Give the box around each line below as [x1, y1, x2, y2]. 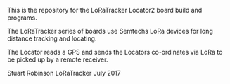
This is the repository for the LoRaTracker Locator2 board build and [7, 6, 203, 14]
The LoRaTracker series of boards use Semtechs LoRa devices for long [7, 27, 213, 35]
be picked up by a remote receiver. [7, 55, 108, 64]
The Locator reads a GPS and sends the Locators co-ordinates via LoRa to [7, 48, 223, 56]
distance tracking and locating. [7, 34, 97, 43]
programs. [7, 13, 37, 22]
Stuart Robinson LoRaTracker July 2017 [7, 69, 121, 77]
